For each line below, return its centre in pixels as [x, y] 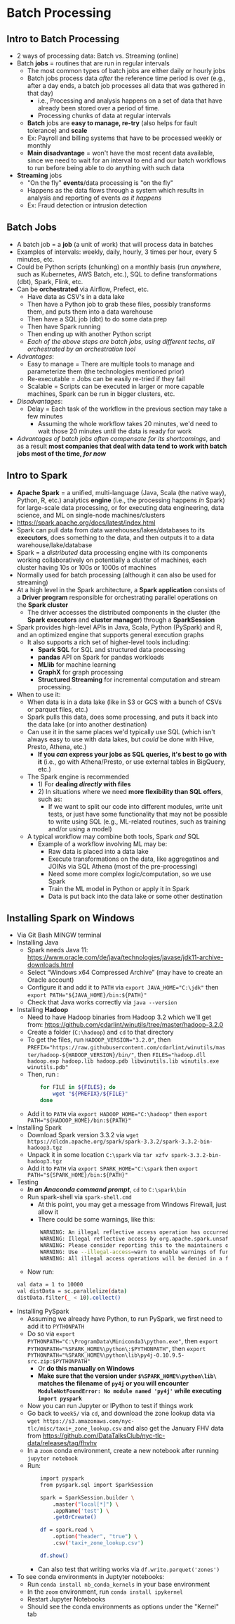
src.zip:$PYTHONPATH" [59, 1362]
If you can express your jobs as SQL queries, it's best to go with [132, 754]
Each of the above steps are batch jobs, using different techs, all [121, 341]
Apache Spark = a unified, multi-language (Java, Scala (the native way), [121, 492]
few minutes [45, 416]
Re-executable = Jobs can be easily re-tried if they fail [106, 378]
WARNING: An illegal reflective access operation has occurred [134, 1232]
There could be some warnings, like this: [96, 1220]
